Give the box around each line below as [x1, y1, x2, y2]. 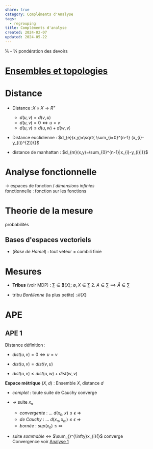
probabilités [5, 221, 29, 227]
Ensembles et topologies [5, 65, 108, 77]
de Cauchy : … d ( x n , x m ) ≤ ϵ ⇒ [19, 416, 81, 423]
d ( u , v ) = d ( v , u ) [19, 114, 51, 120]
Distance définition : [5, 342, 46, 348]
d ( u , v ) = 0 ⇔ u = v [19, 120, 60, 125]
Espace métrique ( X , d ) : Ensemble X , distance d [5, 380, 104, 386]
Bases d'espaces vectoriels [5, 236, 92, 244]
